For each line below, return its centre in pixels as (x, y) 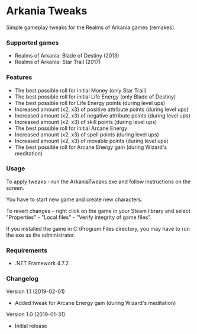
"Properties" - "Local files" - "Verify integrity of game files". (79, 217)
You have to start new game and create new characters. (75, 199)
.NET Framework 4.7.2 (42, 263)
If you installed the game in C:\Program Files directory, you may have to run (98, 228)
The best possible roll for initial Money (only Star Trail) (80, 90)
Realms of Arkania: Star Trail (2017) (58, 62)
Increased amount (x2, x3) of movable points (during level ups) (91, 141)
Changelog (22, 279)
